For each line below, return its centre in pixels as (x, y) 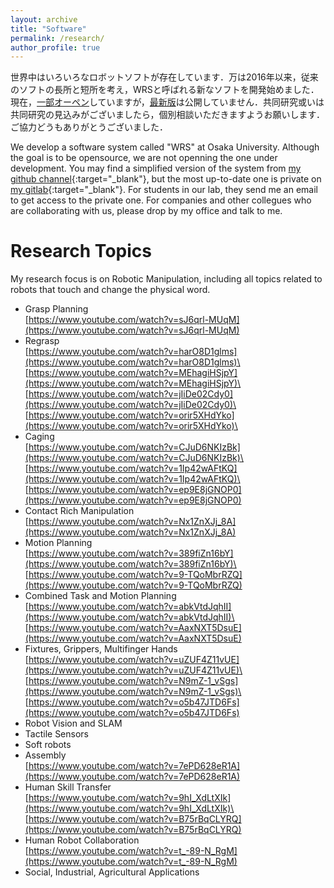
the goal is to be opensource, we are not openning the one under (144, 158)
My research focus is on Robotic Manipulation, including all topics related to (166, 279)
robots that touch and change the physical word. (110, 290)
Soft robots (48, 745)
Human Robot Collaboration (82, 840)
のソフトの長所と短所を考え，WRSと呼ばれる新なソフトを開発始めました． (165, 90)
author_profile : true (55, 47)
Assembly (45, 755)
